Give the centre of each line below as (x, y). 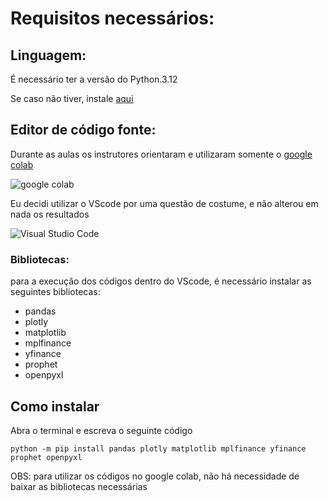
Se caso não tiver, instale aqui (72, 98)
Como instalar (55, 406)
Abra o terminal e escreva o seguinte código (101, 430)
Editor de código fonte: (83, 130)
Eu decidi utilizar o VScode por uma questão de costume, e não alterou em (164, 203)
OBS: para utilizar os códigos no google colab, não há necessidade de (155, 476)
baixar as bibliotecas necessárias (79, 486)
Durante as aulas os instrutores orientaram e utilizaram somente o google (161, 154)
